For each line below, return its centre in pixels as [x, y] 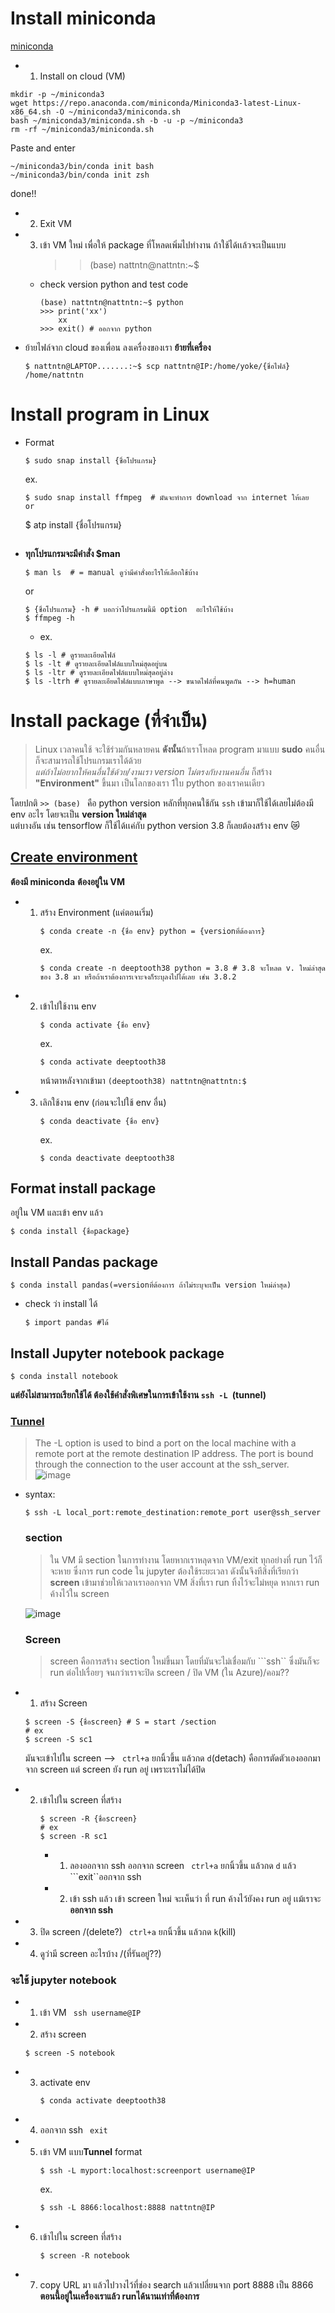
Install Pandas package [84, 1262]
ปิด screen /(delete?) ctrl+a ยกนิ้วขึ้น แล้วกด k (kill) [138, 1931]
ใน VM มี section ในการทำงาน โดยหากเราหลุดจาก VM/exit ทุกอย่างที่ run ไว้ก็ [186, 1559]
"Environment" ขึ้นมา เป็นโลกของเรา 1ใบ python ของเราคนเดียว [149, 783]
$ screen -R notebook [84, 2256]
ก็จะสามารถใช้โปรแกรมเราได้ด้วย [88, 760]
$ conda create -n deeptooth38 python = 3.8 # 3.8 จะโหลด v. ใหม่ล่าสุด [182, 968]
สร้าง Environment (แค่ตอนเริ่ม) [96, 912]
